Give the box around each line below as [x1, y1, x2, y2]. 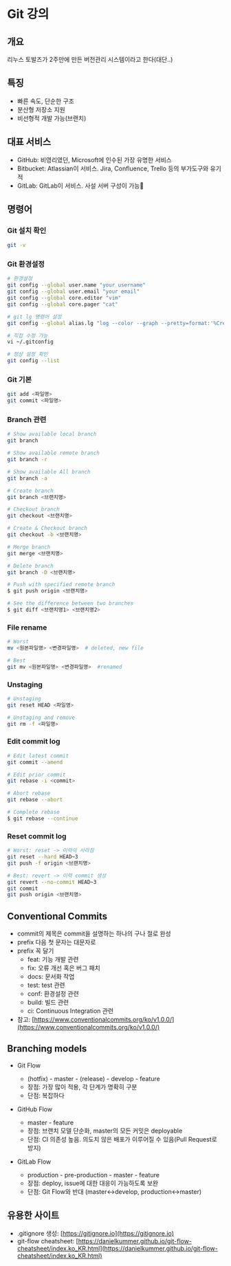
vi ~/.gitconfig [7, 338, 54, 346]
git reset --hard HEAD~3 [7, 854, 78, 860]
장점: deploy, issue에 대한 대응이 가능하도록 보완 [27, 1179, 159, 1187]
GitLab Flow [16, 1157, 52, 1166]
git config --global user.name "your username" [7, 282, 146, 289]
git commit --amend [7, 759, 63, 766]
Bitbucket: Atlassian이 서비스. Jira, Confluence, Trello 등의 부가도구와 [16, 164, 209, 173]
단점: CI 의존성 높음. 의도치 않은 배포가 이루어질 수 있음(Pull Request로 [27, 1135, 218, 1143]
